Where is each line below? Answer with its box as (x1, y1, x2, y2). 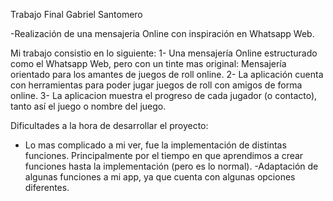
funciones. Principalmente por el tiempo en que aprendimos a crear (24, 150, 304, 161)
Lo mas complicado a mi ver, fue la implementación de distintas (24, 139, 287, 151)
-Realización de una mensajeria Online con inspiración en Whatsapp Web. (10, 28, 315, 39)
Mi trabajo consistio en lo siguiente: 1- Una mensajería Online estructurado (10, 47, 318, 59)
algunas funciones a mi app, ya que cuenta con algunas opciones (24, 171, 296, 183)
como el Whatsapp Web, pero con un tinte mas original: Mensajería (10, 58, 287, 69)
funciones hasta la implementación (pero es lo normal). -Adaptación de (24, 160, 319, 172)
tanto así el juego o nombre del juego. (10, 100, 167, 112)
